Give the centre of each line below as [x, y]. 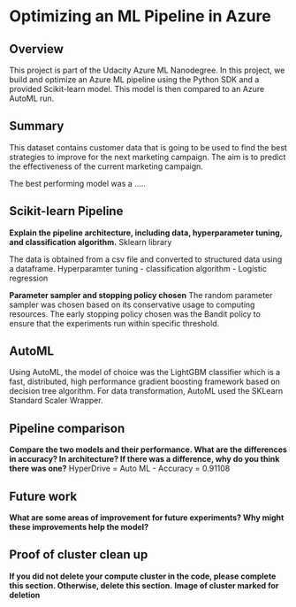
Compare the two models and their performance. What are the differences [148, 449]
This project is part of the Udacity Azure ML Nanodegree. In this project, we [147, 70]
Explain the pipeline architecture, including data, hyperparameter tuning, [146, 233]
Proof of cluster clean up [79, 555]
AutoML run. [32, 98]
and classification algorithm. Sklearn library [91, 242]
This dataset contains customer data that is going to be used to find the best [148, 147]
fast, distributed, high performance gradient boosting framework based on [144, 381]
